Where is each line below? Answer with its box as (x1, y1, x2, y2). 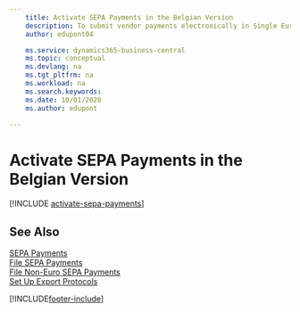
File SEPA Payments (9, 258, 83, 268)
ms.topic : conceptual (25, 54, 105, 63)
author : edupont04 (25, 29, 94, 38)
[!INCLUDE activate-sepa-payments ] (9, 198, 145, 209)
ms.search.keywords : (25, 86, 102, 96)
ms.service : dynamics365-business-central (25, 45, 186, 54)
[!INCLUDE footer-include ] (9, 293, 104, 304)
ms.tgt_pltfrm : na (25, 70, 94, 80)
